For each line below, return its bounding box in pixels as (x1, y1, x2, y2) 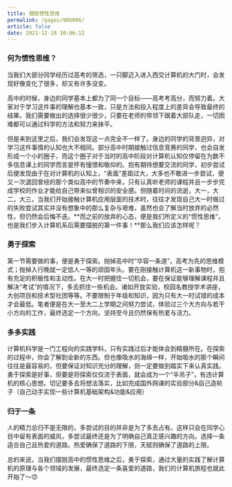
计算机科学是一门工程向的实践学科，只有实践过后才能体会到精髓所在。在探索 (7, 345, 225, 353)
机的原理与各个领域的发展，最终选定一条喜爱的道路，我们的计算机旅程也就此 (7, 464, 225, 472)
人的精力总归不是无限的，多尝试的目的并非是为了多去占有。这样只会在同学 (7, 423, 219, 432)
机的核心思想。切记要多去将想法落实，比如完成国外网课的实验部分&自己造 (7, 379, 217, 388)
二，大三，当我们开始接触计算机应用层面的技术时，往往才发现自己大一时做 (7, 195, 219, 203)
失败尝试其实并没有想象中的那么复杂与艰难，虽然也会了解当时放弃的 (12, 203, 207, 211)
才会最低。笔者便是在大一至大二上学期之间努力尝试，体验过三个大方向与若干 (7, 300, 225, 308)
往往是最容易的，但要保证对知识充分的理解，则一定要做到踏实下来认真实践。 (7, 362, 225, 370)
